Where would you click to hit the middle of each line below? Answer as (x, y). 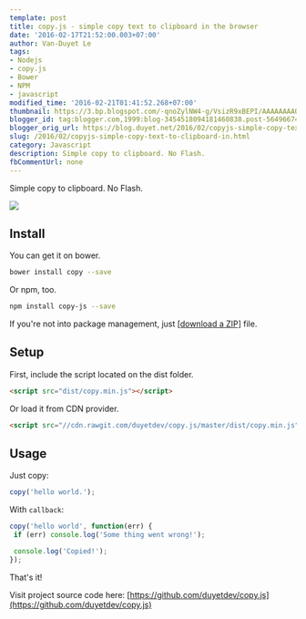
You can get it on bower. (55, 255)
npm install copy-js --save (63, 306)
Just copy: (29, 476)
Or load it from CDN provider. (64, 408)
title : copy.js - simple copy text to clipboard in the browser (134, 26)
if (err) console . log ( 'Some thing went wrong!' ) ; (109, 535)
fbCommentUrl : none (46, 162)
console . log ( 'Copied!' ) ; (60, 552)
